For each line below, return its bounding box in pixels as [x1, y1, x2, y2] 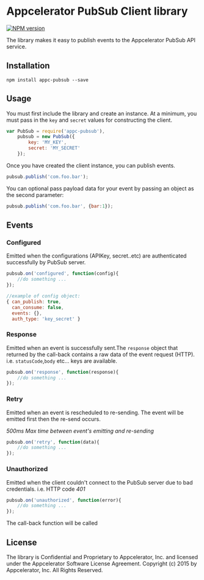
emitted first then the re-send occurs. [6, 415, 101, 423]
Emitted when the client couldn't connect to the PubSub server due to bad [6, 478, 193, 486]
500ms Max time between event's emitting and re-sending [6, 427, 155, 434]
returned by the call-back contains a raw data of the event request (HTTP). [6, 351, 195, 358]
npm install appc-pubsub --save [6, 76, 89, 83]
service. [6, 43, 27, 50]
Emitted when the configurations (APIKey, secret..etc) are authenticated [6, 252, 187, 259]
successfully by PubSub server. [6, 259, 86, 266]
